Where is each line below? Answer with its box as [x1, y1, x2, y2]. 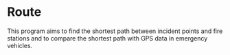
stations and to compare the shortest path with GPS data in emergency [7, 34, 208, 42]
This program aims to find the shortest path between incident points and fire [7, 27, 223, 35]
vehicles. [7, 41, 33, 49]
